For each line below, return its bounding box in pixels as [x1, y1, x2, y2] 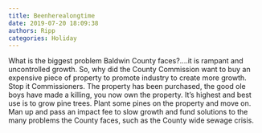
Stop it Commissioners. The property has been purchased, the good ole [8, 82, 247, 91]
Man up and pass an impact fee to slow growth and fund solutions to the [8, 107, 248, 117]
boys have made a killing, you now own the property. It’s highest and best [8, 90, 252, 100]
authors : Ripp [8, 26, 56, 34]
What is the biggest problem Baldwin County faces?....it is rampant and [8, 56, 244, 66]
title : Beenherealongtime [8, 11, 95, 20]
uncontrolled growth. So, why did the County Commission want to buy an [8, 65, 251, 75]
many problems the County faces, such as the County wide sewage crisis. [8, 115, 255, 125]
